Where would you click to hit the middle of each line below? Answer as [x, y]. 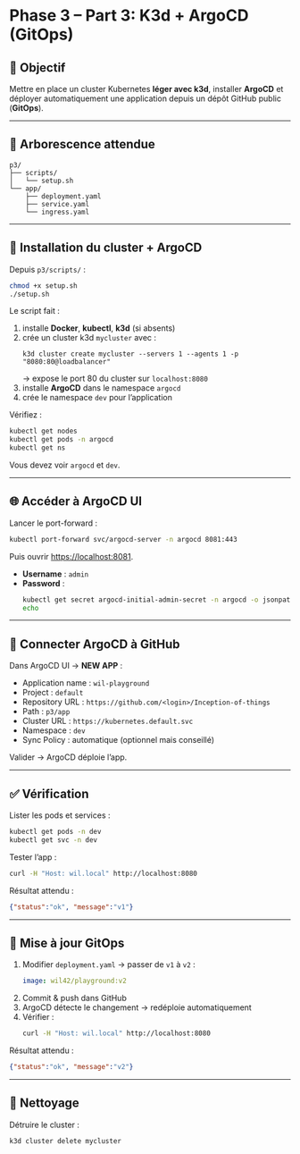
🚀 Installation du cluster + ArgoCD [106, 248]
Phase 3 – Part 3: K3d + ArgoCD [129, 16]
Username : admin [55, 574]
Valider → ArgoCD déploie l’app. [68, 757]
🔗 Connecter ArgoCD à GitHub [95, 644]
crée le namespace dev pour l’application [97, 398]
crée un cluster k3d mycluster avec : [89, 338]
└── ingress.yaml [58, 212]
